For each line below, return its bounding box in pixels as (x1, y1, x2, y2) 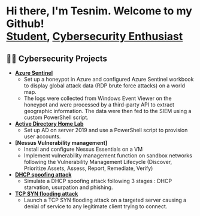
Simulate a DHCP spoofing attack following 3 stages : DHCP (23, 178, 172, 184)
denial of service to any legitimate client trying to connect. (23, 203, 168, 210)
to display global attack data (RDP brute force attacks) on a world (23, 82, 186, 89)
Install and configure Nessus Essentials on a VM (23, 145, 143, 153)
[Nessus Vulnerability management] (14, 139, 108, 146)
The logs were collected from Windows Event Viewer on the (23, 95, 172, 102)
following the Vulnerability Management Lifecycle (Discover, (23, 159, 172, 165)
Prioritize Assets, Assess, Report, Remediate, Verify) (23, 165, 153, 172)
